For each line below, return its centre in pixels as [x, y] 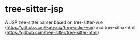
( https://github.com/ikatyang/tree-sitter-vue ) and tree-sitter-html [70, 27]
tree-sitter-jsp [34, 9]
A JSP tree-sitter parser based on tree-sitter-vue [54, 22]
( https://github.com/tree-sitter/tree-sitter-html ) [52, 32]
